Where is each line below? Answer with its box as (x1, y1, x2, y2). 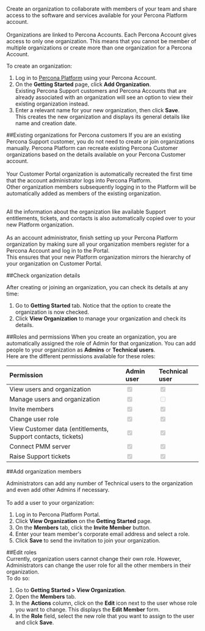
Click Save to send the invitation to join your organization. (15, 537, 160, 544)
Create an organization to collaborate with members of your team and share (6, 5, 197, 12)
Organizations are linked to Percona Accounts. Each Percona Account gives (6, 31, 197, 38)
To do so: (6, 575, 30, 582)
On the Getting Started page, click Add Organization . (15, 81, 151, 88)
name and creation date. (15, 120, 77, 127)
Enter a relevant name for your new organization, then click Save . (15, 107, 180, 114)
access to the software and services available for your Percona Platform (6, 12, 188, 19)
